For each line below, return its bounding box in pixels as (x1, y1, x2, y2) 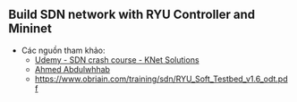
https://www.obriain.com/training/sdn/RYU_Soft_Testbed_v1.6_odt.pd (34, 73, 288, 84)
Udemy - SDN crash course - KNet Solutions (34, 54, 199, 65)
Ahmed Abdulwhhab (34, 64, 111, 74)
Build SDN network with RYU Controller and (8, 7, 256, 22)
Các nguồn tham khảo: (21, 45, 106, 55)
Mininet (8, 21, 53, 37)
